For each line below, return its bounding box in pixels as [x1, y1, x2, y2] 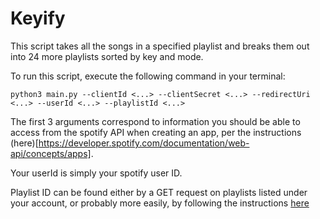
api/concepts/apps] [10, 147, 92, 159]
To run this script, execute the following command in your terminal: [10, 70, 286, 82]
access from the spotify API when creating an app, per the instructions [10, 126, 302, 138]
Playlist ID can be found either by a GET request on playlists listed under [10, 186, 308, 198]
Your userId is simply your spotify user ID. [10, 167, 183, 179]
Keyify [10, 7, 66, 30]
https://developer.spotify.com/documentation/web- [38, 137, 250, 149]
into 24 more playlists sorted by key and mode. [10, 50, 204, 62]
